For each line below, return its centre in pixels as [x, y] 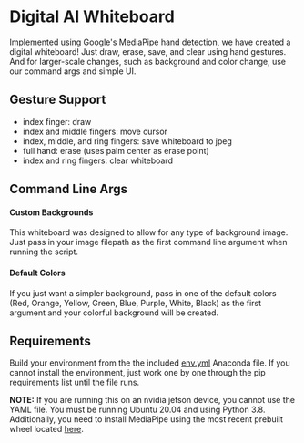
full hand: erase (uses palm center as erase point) [116, 150]
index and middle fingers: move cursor [95, 131]
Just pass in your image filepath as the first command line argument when [148, 242]
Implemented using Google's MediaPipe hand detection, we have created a [150, 42]
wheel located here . [46, 429]
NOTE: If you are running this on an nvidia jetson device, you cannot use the [152, 400]
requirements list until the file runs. [74, 382]
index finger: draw [57, 121]
